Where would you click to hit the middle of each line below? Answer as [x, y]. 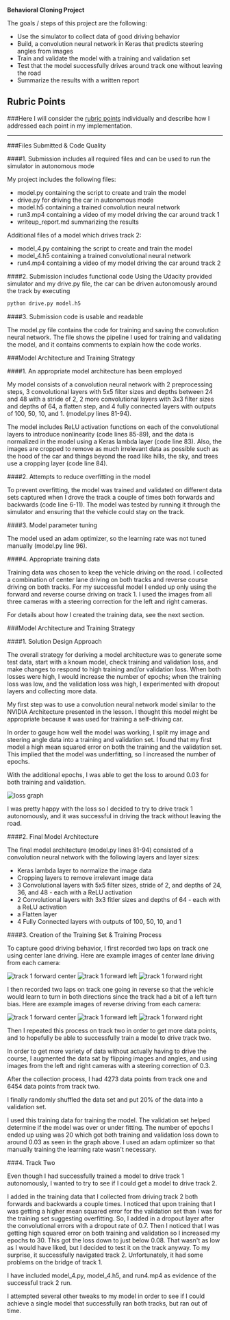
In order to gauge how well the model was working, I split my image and [108, 732]
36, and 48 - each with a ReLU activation [75, 892]
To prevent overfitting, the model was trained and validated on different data [115, 489]
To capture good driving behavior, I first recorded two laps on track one [108, 948]
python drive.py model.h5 [44, 303]
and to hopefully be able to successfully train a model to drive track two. [109, 1038]
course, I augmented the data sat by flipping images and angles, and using [112, 1058]
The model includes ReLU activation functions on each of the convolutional [113, 427]
